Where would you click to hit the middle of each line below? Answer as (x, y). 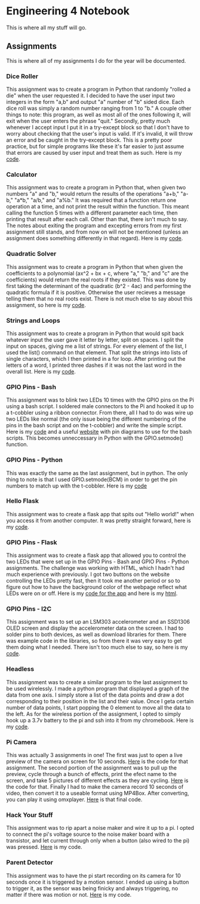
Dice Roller (22, 76)
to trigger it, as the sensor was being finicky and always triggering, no (92, 888)
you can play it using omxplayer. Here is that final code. (74, 799)
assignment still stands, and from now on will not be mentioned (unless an (97, 232)
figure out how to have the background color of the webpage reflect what (96, 587)
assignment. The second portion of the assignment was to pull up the (92, 768)
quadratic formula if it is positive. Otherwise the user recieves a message (96, 292)
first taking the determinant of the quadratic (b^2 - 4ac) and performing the (99, 286)
